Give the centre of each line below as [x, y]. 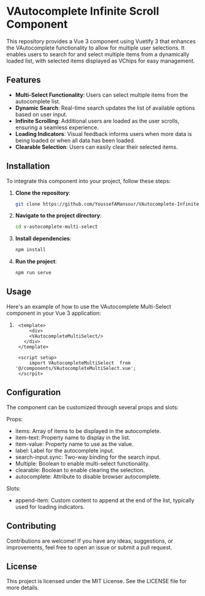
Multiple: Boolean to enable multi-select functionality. [82, 463]
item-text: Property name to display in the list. [73, 437]
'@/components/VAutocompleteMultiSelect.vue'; [76, 368]
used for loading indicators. [50, 507]
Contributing [31, 526]
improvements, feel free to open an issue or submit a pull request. [89, 547]
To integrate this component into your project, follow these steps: [89, 181]
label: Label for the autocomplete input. [65, 450]
